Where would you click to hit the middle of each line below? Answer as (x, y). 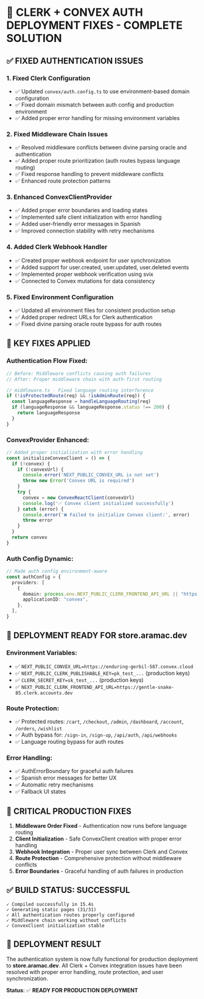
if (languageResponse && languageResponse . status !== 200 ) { (91, 408)
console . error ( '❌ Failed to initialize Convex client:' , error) (106, 515)
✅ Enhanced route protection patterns (63, 181)
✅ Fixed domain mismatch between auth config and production (94, 104)
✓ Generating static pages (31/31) (51, 909)
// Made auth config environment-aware (57, 571)
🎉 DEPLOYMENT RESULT (54, 944)
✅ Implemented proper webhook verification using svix (84, 274)
